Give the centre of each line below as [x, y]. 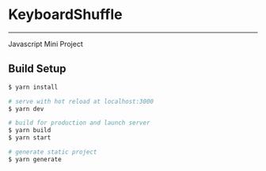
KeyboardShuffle [65, 15]
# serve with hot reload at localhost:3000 [81, 101]
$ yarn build [30, 131]
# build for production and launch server [79, 123]
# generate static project [53, 152]
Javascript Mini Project [46, 44]
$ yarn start [30, 138]
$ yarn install [33, 87]
